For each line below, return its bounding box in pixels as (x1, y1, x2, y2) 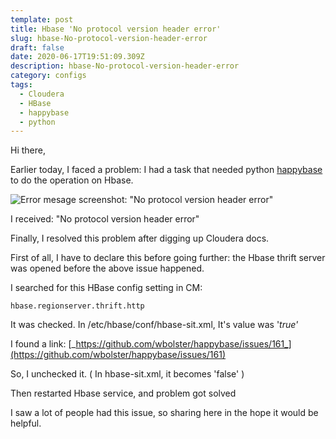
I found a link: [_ (10, 338, 77, 350)
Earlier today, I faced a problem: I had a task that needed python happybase (10, 164, 323, 176)
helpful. (10, 417, 42, 430)
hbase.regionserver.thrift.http (10, 301, 145, 311)
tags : (10, 80, 33, 90)
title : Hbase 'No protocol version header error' (10, 24, 222, 34)
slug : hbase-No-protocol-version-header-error (10, 33, 208, 43)
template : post (10, 14, 74, 25)
